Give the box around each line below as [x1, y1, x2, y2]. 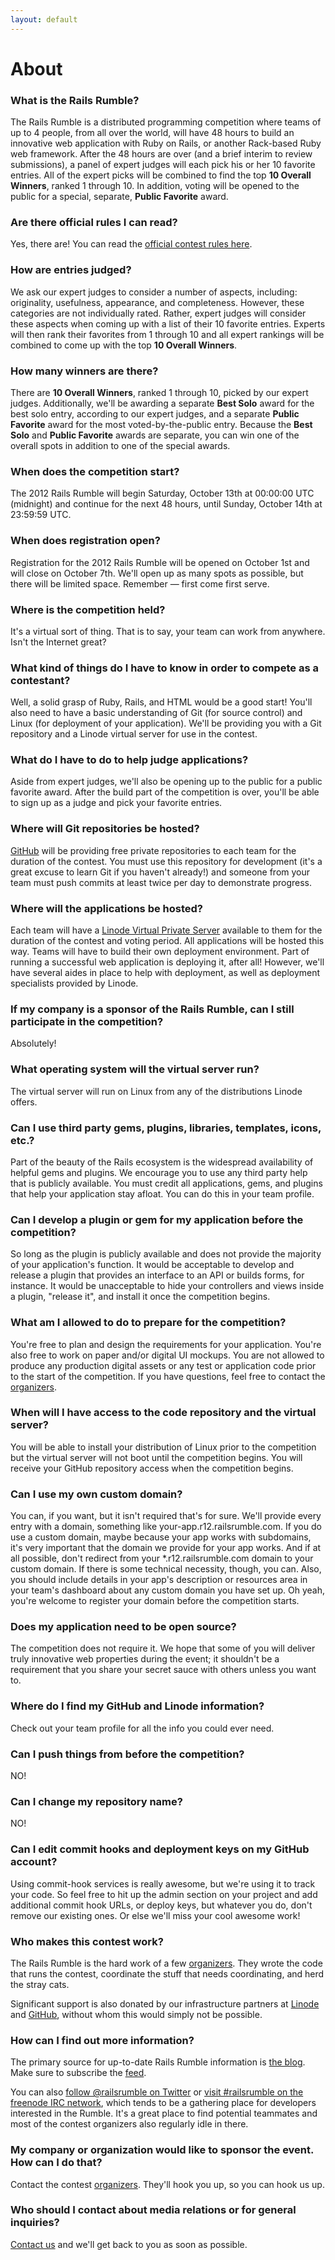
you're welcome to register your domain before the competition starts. [10, 1595, 300, 1607]
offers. [10, 1096, 38, 1108]
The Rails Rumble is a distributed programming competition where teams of [10, 116, 322, 128]
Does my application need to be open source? [10, 1620, 237, 1634]
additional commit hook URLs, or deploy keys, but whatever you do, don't [10, 1899, 313, 1911]
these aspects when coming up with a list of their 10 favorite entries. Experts [10, 317, 326, 330]
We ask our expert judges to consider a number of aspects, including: [10, 286, 298, 298]
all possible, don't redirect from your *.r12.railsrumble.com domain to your [10, 1552, 314, 1565]
